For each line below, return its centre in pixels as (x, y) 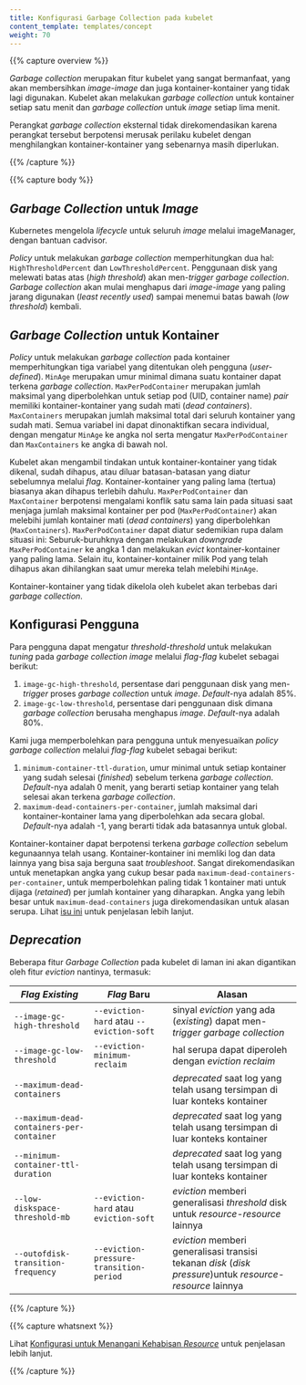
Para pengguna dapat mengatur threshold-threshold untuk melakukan (141, 646)
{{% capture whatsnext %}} (61, 1326)
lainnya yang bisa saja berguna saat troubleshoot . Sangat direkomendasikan (153, 862)
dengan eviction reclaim (224, 1061)
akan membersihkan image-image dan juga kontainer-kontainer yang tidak (149, 89)
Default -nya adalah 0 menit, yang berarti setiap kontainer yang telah (151, 786)
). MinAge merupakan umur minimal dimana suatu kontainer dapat (159, 376)
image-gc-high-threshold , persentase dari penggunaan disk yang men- (156, 683)
